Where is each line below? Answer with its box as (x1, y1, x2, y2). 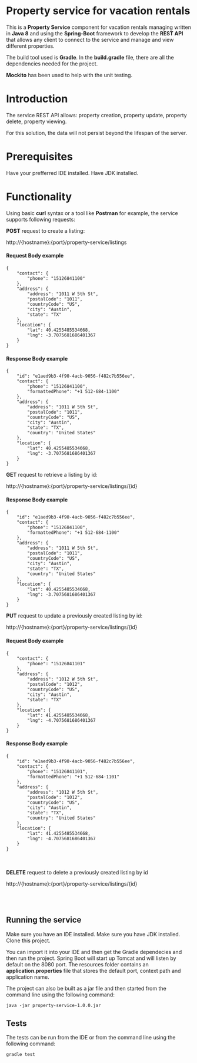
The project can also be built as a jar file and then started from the (6, 985, 166, 992)
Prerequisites (6, 150, 74, 163)
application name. (6, 973, 49, 981)
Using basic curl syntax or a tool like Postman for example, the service (6, 209, 178, 216)
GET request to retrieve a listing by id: (6, 471, 98, 478)
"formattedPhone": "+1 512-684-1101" (27, 774, 119, 780)
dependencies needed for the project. (6, 60, 98, 67)
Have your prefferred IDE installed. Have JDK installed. (6, 169, 139, 176)
